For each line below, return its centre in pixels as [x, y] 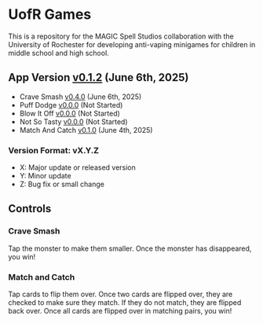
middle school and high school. [59, 53]
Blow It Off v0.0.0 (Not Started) [69, 113]
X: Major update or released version [77, 167]
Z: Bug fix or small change [62, 184]
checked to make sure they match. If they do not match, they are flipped [125, 303]
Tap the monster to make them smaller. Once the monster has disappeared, [130, 248]
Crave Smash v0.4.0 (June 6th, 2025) [80, 97]
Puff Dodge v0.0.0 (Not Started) [71, 105]
